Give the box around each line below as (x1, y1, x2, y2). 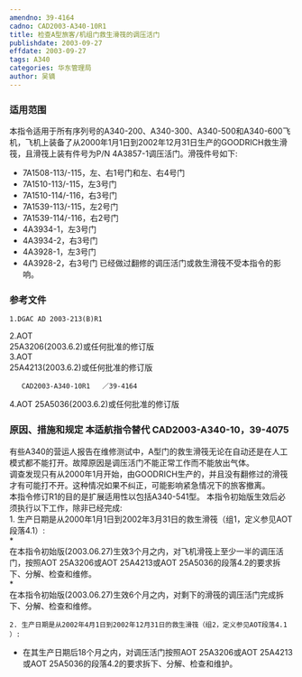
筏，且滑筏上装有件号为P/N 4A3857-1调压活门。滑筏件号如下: (9, 148, 238, 159)
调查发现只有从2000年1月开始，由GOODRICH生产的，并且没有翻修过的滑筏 (9, 468, 288, 479)
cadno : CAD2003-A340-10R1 (9, 22, 106, 31)
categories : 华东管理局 (9, 64, 92, 73)
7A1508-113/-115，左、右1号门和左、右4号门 (22, 168, 186, 179)
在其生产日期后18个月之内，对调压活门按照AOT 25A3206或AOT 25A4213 (22, 646, 293, 657)
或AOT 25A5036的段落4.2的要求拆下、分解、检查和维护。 (22, 658, 238, 669)
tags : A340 (9, 55, 50, 64)
